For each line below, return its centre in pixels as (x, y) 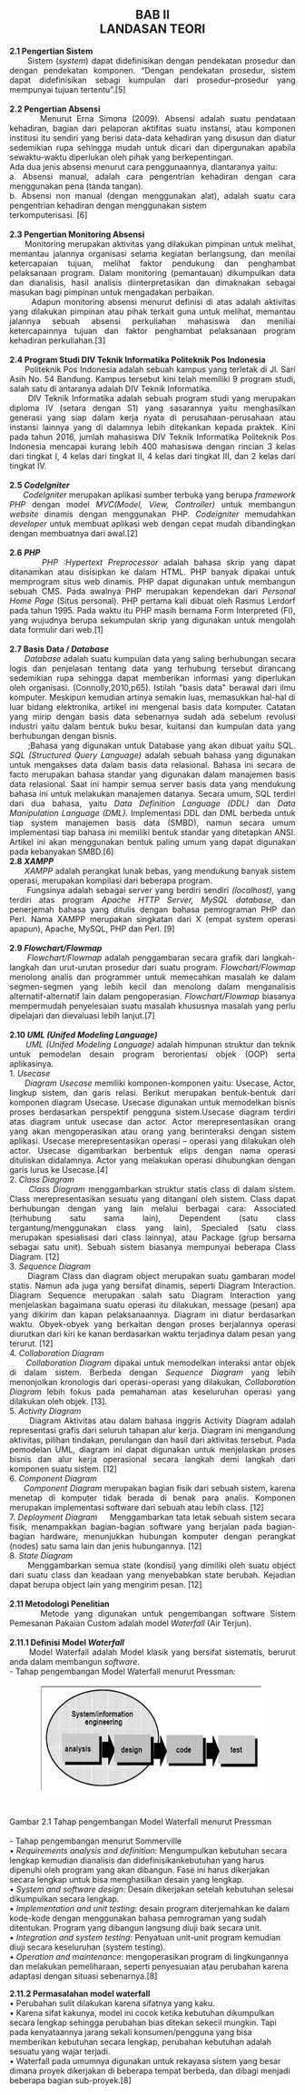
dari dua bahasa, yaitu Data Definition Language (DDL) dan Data (152, 803)
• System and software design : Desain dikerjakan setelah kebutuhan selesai (152, 1889)
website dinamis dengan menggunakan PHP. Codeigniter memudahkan (152, 514)
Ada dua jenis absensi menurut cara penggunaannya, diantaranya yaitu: (144, 166)
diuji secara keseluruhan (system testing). (88, 1947)
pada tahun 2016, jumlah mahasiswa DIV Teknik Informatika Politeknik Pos (152, 437)
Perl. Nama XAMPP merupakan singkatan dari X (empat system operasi (152, 919)
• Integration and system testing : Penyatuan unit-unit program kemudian (145, 1937)
